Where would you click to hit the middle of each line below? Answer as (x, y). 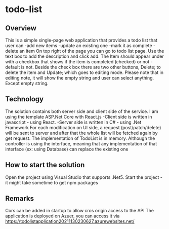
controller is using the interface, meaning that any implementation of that (81, 143)
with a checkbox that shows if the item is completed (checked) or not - (79, 62)
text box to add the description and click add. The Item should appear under (85, 56)
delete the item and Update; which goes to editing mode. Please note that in (84, 72)
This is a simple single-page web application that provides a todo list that (81, 40)
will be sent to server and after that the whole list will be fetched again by (81, 133)
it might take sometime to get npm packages (52, 182)
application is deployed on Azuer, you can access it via (62, 216)
